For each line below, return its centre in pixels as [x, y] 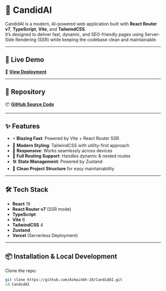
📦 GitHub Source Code [30, 104]
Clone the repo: [21, 271]
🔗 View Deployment [26, 72]
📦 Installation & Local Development [61, 256]
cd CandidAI [17, 284]
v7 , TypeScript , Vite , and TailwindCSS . [46, 29]
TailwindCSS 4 [28, 225]
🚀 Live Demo [25, 60]
